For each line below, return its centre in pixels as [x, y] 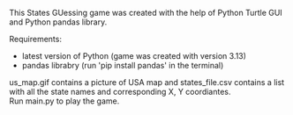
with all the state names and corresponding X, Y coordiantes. [120, 92]
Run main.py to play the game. [64, 101]
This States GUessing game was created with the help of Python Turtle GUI [146, 13]
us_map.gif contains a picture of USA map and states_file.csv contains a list [147, 82]
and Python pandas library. [58, 22]
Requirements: [35, 39]
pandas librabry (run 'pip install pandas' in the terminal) [123, 65]
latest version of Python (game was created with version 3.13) [134, 56]
